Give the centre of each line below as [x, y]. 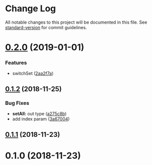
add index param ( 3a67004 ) [41, 119]
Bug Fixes [17, 103]
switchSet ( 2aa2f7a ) [33, 73]
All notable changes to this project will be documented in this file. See [76, 22]
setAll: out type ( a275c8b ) [39, 114]
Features [16, 63]
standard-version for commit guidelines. [46, 27]
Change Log [30, 9]
